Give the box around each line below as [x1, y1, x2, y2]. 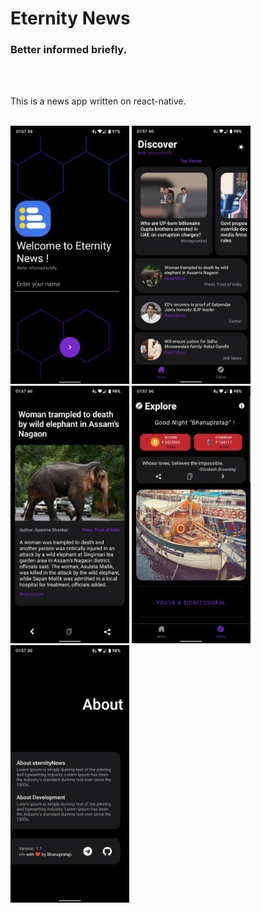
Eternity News [10, 7, 131, 30]
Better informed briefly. [10, 43, 127, 57]
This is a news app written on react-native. [10, 95, 187, 107]
